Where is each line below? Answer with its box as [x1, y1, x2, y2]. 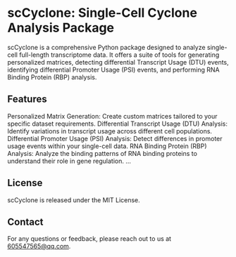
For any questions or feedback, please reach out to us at [7, 235, 171, 243]
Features [7, 93, 47, 105]
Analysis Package [7, 20, 115, 36]
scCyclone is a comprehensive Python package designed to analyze [7, 43, 206, 51]
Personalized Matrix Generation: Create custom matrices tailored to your [7, 112, 218, 120]
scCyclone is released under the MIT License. [7, 195, 141, 204]
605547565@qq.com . [7, 242, 71, 251]
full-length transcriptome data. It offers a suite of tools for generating [18, 51, 220, 59]
